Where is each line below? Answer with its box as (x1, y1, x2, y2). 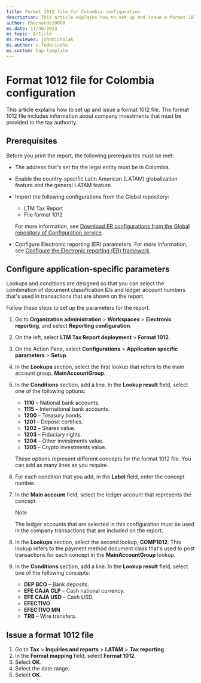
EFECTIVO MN (23, 606, 61, 614)
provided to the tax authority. (6, 118, 78, 126)
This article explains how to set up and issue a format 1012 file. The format (6, 106, 190, 113)
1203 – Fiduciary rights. (23, 431, 83, 438)
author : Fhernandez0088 (6, 20, 66, 26)
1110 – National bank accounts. (23, 399, 100, 407)
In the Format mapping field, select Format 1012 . (14, 652, 136, 660)
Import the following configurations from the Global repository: (14, 193, 169, 200)
